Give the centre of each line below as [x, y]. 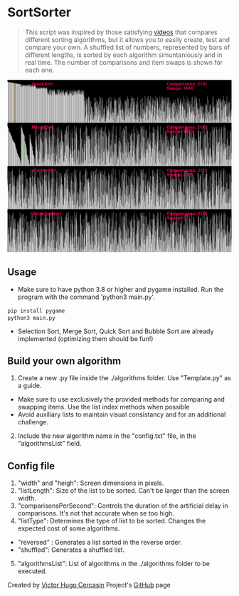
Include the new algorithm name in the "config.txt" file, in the [107, 436]
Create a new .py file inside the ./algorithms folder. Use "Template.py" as [124, 378]
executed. [32, 571]
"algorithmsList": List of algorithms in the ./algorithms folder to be [113, 564]
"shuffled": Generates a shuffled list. [71, 550]
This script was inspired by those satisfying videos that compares [121, 32]
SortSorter [39, 12]
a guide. [30, 386]
